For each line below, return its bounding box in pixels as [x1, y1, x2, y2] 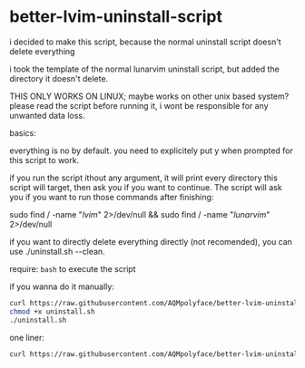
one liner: [9, 332, 45, 343]
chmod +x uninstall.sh [9, 306, 95, 316]
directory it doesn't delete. [9, 73, 109, 83]
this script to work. [9, 154, 80, 165]
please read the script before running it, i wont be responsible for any [9, 100, 270, 111]
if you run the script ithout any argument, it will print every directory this [9, 172, 279, 183]
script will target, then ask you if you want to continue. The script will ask [9, 181, 283, 192]
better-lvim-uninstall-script [9, 6, 222, 27]
